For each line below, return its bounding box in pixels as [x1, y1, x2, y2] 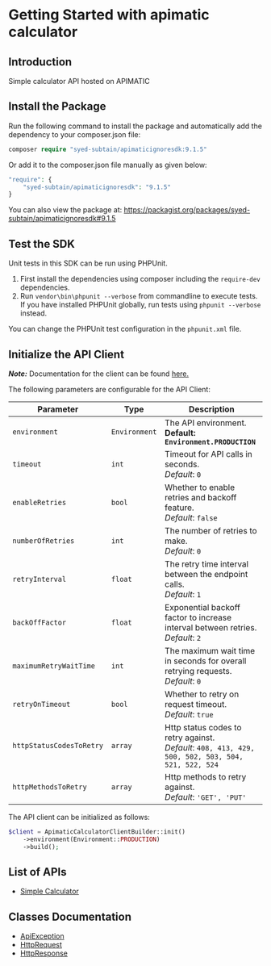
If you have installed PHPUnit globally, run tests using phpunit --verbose [19, 300, 261, 310]
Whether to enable [165, 482, 236, 493]
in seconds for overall [165, 655, 247, 667]
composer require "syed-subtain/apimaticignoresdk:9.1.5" [8, 145, 207, 153]
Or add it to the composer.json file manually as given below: [8, 160, 207, 169]
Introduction [8, 55, 73, 69]
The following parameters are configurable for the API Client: [8, 384, 211, 394]
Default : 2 [165, 632, 202, 643]
